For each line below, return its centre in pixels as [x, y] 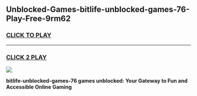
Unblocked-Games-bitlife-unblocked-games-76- [98, 10]
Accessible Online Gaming [39, 87]
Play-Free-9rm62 [38, 19]
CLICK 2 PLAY [26, 57]
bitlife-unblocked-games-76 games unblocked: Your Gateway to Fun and [97, 80]
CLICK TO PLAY [29, 35]
